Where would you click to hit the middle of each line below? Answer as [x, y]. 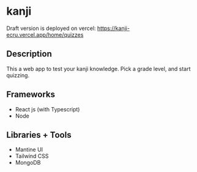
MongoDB [28, 163]
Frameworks [31, 95]
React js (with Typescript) [47, 109]
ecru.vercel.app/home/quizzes [45, 34]
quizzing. [18, 75]
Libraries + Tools [39, 135]
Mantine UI [29, 150]
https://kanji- [113, 28]
